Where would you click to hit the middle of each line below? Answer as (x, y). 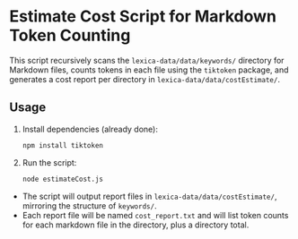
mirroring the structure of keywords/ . (89, 205)
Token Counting (70, 35)
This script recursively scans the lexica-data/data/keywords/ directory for (147, 60)
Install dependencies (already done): (90, 129)
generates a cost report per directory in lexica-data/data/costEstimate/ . (145, 79)
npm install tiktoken (62, 145)
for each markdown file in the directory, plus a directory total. (136, 225)
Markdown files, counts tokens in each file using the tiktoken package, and (149, 70)
